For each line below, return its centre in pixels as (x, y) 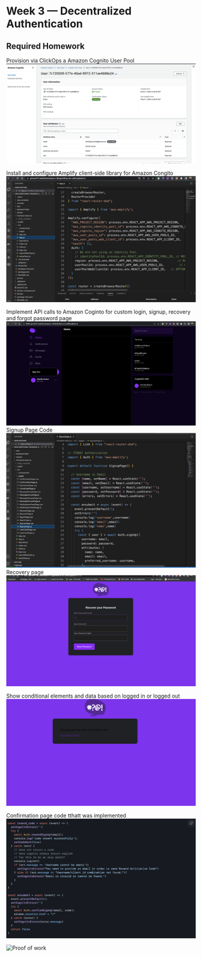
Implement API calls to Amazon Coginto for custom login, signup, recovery (99, 312)
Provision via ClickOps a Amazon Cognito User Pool (70, 60)
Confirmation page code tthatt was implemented (66, 816)
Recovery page (25, 572)
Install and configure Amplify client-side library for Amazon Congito (90, 173)
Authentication (44, 24)
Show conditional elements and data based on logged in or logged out (93, 696)
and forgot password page (39, 318)
